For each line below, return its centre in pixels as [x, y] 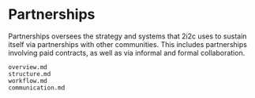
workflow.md [28, 81]
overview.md [28, 67]
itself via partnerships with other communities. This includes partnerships [127, 44]
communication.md [37, 88]
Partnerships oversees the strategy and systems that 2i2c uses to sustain [127, 36]
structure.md [30, 74]
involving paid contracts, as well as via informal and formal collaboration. [127, 53]
